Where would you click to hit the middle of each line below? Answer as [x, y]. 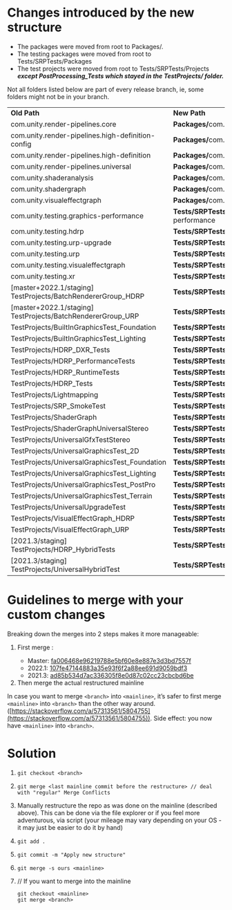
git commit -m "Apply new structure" [71, 855]
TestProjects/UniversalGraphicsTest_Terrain [81, 496]
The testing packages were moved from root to [84, 54]
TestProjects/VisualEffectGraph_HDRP [73, 518]
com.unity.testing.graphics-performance [77, 216]
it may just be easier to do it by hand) [70, 827]
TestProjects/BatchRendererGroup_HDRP [78, 296]
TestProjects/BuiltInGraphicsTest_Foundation [84, 327]
